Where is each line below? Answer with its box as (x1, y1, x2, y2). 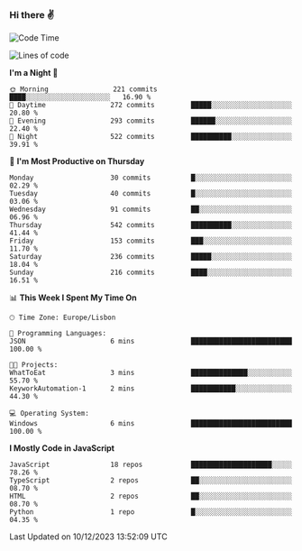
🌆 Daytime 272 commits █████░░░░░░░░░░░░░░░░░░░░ (9, 101, 293, 110)
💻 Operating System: (9, 409, 90, 418)
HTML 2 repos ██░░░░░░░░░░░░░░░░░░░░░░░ (9, 491, 293, 501)
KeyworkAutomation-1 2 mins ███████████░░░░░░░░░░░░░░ (9, 384, 293, 393)
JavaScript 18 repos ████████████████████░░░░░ (9, 460, 293, 470)
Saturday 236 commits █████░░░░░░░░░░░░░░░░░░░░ (9, 253, 293, 262)
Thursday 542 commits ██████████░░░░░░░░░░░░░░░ (9, 221, 293, 230)
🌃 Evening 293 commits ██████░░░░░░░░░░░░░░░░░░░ (9, 116, 293, 125)
